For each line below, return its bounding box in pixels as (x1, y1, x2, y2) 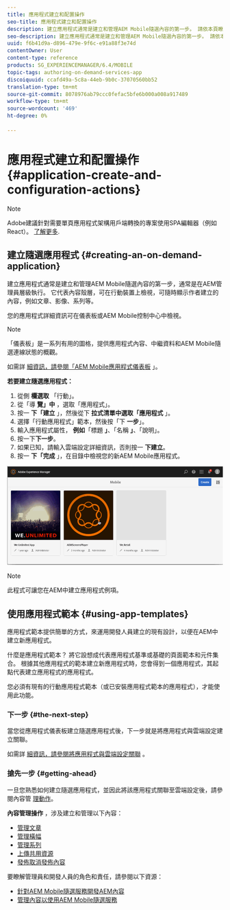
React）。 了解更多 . (7, 227, 60, 235)
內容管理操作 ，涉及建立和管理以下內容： (7, 808, 123, 817)
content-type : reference (7, 55, 78, 62)
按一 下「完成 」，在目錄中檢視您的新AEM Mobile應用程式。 (16, 452, 183, 460)
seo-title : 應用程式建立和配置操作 (7, 18, 97, 25)
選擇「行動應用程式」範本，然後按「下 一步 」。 (16, 417, 149, 425)
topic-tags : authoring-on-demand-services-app (7, 69, 142, 75)
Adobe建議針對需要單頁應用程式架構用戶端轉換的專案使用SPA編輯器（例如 (7, 218, 217, 226)
